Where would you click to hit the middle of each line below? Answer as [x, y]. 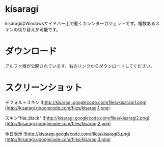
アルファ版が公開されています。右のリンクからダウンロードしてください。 [80, 66]
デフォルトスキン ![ [24, 102]
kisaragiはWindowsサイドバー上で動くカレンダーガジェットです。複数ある [80, 23]
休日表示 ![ [16, 134]
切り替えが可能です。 [39, 29]
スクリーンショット [44, 88]
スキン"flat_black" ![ [25, 118]
